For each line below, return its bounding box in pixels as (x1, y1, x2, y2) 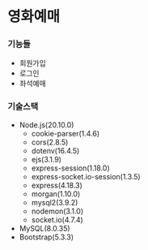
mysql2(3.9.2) (31, 197, 78, 207)
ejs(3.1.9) (31, 154, 62, 164)
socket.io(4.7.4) (31, 214, 84, 224)
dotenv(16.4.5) (31, 145, 80, 155)
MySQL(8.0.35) (19, 223, 70, 233)
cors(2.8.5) (31, 137, 69, 147)
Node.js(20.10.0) (19, 119, 74, 130)
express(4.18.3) (31, 180, 82, 190)
